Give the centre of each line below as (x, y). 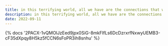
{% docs (14, 33)
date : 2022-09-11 (23, 19)
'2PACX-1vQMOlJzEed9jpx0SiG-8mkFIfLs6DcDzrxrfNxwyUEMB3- (92, 33)
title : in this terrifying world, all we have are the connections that (82, 10)
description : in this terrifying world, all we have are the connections (83, 14)
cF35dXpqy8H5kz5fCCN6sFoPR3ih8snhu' (49, 38)
